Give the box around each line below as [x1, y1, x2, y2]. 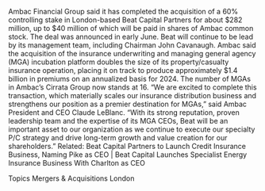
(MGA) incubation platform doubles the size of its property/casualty [8, 57, 229, 67]
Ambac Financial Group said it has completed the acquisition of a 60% [8, 7, 239, 16]
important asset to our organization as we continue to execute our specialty [8, 124, 255, 134]
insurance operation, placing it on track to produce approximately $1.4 [8, 66, 238, 74]
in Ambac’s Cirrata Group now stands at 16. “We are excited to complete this [8, 82, 257, 92]
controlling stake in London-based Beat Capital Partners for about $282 [8, 15, 243, 25]
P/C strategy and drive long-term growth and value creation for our [8, 133, 228, 142]
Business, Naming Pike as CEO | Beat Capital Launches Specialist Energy [8, 150, 248, 159]
